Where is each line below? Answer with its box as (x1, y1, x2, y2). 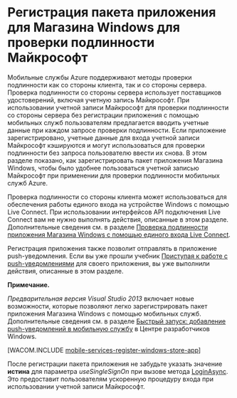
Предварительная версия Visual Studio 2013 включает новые (7, 294, 194, 303)
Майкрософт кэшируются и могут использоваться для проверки (7, 141, 205, 149)
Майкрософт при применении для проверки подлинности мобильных (7, 171, 221, 180)
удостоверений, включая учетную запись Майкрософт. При (7, 95, 190, 104)
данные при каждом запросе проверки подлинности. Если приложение (7, 126, 226, 134)
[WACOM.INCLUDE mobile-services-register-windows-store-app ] (7, 345, 201, 354)
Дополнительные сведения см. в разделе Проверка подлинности (7, 222, 209, 231)
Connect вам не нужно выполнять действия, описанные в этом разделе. (7, 215, 229, 224)
